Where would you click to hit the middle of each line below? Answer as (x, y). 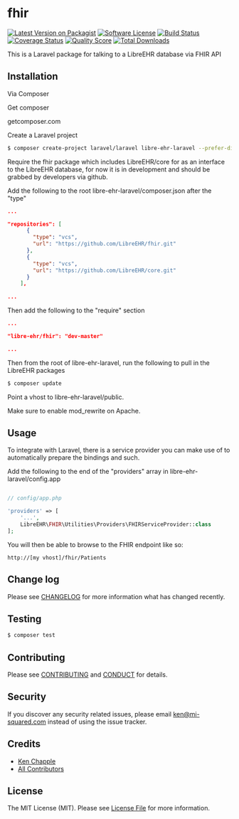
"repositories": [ (34, 224)
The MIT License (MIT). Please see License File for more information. (108, 808)
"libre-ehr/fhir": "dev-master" (55, 336)
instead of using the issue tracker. (97, 722)
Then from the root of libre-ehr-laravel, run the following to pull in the (108, 363)
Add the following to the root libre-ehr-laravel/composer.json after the (110, 191)
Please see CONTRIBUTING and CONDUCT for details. (87, 675)
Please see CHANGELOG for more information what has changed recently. (116, 596)
